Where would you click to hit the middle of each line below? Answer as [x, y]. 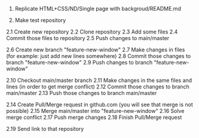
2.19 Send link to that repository [45, 129]
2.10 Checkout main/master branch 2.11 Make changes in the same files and [99, 80]
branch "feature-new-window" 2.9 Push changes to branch [79, 62]
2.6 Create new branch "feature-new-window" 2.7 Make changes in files [96, 50]
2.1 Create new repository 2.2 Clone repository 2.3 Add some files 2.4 [92, 32]
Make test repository [40, 20]
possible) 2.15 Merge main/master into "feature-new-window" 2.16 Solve [95, 111]
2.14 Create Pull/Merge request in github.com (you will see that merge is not [99, 105]
